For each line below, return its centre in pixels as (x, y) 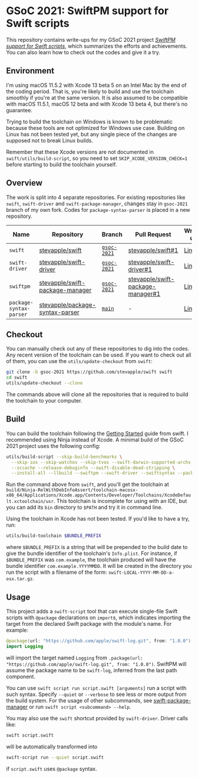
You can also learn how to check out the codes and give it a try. (83, 52)
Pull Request (153, 234)
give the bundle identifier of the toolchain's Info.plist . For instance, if (92, 554)
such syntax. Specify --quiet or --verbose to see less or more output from (96, 694)
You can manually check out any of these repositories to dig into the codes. (98, 349)
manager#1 (144, 293)
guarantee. (19, 110)
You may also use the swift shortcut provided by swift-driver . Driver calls (97, 718)
